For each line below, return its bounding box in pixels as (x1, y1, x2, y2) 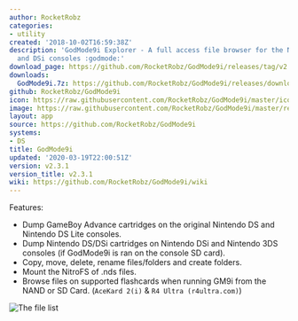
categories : (9, 21, 53, 30)
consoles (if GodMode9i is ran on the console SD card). (21, 247, 226, 258)
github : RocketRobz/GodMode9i (9, 87, 122, 96)
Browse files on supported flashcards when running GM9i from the (21, 276, 267, 286)
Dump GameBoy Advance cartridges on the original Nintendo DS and (21, 219, 275, 231)
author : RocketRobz (9, 12, 82, 22)
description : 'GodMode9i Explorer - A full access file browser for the (9, 46, 284, 55)
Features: (9, 202, 44, 213)
